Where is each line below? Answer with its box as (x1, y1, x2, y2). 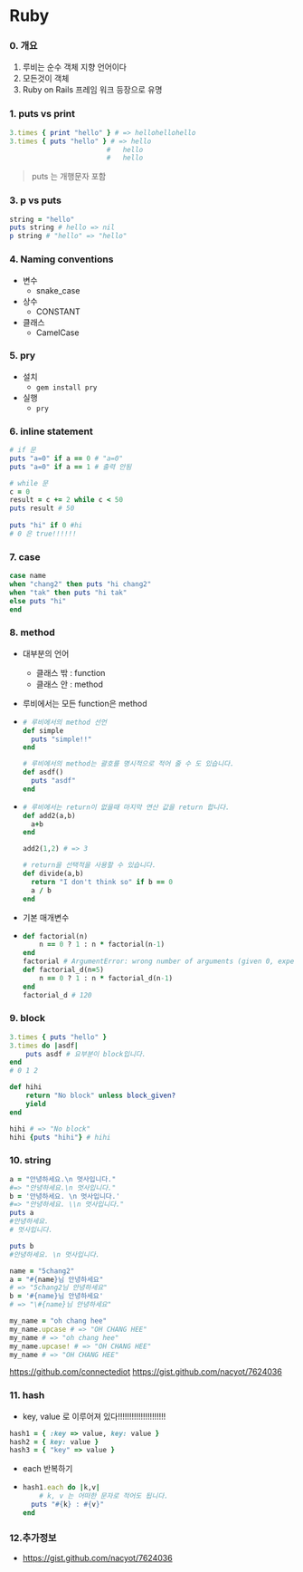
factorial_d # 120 (22, 990, 92, 999)
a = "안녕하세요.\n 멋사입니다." (9, 1174, 117, 1183)
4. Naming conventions (9, 253, 114, 265)
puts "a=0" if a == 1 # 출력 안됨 (9, 462, 132, 471)
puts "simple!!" (31, 735, 92, 744)
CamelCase (35, 327, 80, 338)
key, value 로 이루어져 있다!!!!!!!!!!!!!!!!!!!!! (22, 1411, 166, 1422)
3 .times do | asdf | (9, 1041, 79, 1050)
